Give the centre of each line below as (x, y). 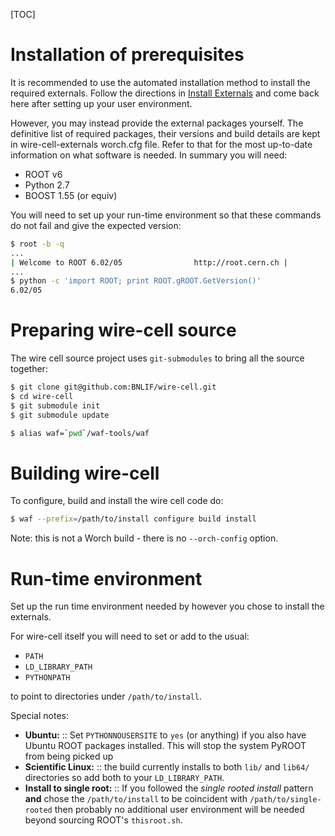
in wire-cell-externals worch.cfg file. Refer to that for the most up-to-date (161, 144)
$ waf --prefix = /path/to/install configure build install (133, 519)
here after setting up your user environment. (101, 103)
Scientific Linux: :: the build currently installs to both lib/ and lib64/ (167, 767)
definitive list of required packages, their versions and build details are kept (165, 133)
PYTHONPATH (47, 678)
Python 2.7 (47, 185)
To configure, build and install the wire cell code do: (117, 501)
